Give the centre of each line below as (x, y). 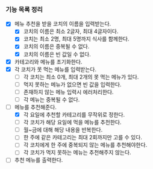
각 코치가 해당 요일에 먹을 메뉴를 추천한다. (72, 123)
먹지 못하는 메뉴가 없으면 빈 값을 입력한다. (72, 84)
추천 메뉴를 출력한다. (39, 160)
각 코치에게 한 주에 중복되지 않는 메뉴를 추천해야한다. (85, 145)
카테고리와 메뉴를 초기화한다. (48, 62)
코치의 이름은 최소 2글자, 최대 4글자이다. (71, 31)
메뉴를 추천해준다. (35, 107)
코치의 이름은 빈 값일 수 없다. (57, 54)
